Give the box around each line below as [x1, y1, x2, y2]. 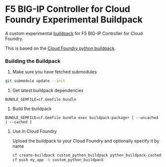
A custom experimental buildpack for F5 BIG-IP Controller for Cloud [5, 30, 143, 36]
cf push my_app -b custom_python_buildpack [12, 157, 104, 162]
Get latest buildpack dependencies [12, 88, 84, 94]
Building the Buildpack [5, 57, 61, 64]
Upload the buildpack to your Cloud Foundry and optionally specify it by [12, 138, 160, 144]
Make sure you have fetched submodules [12, 69, 97, 75]
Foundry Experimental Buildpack [5, 14, 143, 25]
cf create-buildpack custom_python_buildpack [12, 153, 108, 158]
